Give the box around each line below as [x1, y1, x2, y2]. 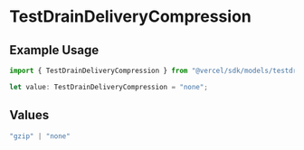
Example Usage [9, 42, 100, 58]
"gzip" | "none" [9, 131, 71, 141]
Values [9, 108, 50, 123]
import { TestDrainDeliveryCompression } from [9, 66, 188, 75]
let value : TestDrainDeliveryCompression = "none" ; [9, 82, 208, 91]
